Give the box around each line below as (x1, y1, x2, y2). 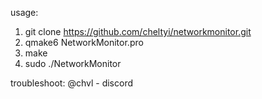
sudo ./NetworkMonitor (24, 58, 122, 69)
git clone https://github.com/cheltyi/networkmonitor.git (24, 26, 252, 37)
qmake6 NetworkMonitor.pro (24, 37, 144, 48)
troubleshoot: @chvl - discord (10, 77, 134, 89)
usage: (10, 7, 39, 18)
